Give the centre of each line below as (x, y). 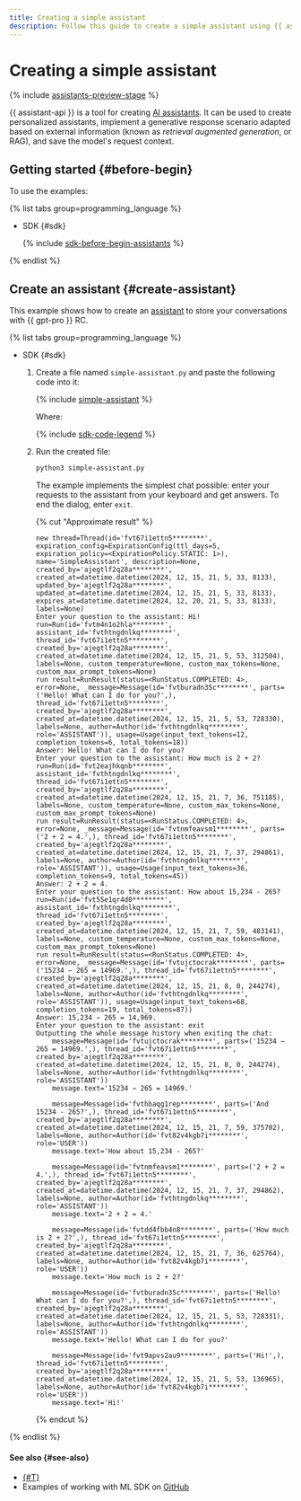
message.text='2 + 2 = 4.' (103, 1214)
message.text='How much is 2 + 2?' (119, 1276)
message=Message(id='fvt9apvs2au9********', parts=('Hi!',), (168, 1355)
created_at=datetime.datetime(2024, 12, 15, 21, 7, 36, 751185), (160, 797)
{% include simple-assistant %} (94, 400)
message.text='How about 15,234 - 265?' (129, 1151)
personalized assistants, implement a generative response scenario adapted (150, 122)
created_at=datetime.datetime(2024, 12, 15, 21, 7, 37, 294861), (160, 852)
